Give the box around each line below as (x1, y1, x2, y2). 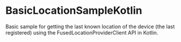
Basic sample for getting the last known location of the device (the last (5, 23, 175, 30)
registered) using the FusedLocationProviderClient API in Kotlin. (5, 29, 159, 36)
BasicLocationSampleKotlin (5, 4, 142, 17)
